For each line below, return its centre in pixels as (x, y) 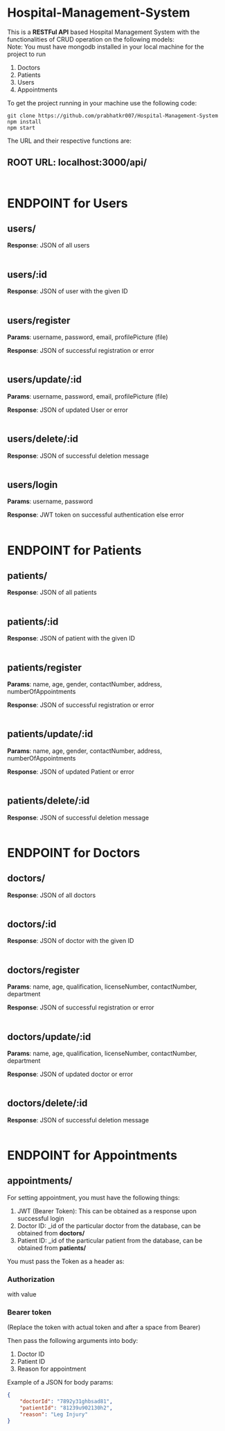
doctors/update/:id (49, 1037)
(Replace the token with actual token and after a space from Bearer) (104, 1327)
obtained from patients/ (52, 1248)
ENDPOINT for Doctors (74, 852)
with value (22, 1294)
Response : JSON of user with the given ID (67, 291)
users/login (33, 484)
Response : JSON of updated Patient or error (71, 772)
